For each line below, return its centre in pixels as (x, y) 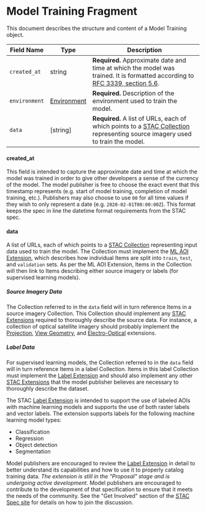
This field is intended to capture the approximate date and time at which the (102, 172)
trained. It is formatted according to (143, 75)
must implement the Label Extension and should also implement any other (100, 376)
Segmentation (33, 451)
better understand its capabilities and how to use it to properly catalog (95, 470)
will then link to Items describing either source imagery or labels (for (93, 271)
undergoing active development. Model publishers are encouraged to (94, 483)
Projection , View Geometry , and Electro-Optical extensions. (81, 333)
